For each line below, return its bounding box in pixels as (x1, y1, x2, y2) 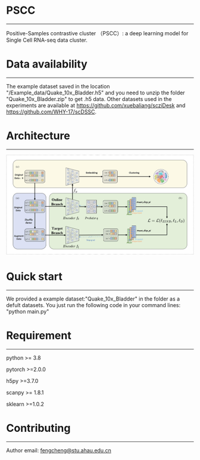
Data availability (6, 57, 87, 71)
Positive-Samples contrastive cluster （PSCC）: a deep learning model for (6, 29, 189, 36)
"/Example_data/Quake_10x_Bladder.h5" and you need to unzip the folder (6, 89, 186, 96)
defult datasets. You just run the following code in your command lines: (6, 301, 181, 308)
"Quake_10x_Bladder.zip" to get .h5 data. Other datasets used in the (6, 95, 172, 102)
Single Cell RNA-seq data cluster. (6, 36, 88, 44)
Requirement (6, 329, 71, 342)
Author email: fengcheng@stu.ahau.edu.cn (6, 446, 111, 454)
